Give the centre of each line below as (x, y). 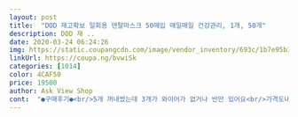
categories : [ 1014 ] (45, 67)
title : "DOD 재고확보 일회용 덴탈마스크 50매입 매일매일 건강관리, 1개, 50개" (138, 26)
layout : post (33, 17)
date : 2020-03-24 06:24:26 (59, 42)
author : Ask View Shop (51, 91)
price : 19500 (33, 83)
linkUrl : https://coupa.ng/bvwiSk (73, 58)
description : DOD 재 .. (52, 33)
